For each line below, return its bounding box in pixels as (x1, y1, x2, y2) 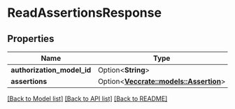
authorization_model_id (10, 65, 92, 75)
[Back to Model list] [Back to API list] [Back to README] (7, 94, 168, 103)
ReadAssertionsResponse (7, 5, 162, 21)
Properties (7, 33, 55, 45)
